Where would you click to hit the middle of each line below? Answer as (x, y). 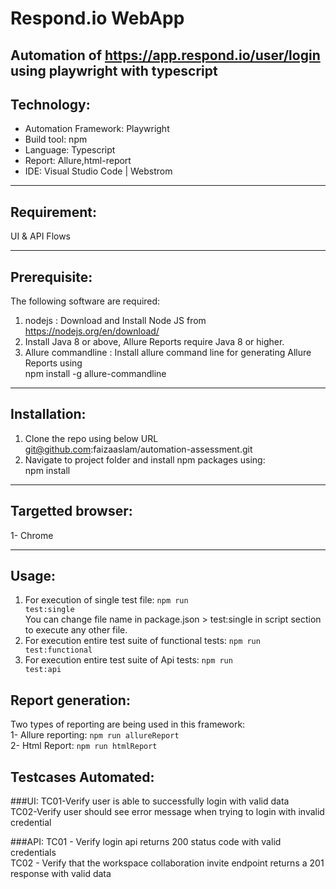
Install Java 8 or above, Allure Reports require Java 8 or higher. (154, 342)
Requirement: (54, 212)
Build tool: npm (56, 139)
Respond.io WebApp (97, 18)
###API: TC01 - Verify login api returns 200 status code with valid (146, 842)
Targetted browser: (71, 511)
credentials (33, 853)
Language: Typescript (70, 150)
